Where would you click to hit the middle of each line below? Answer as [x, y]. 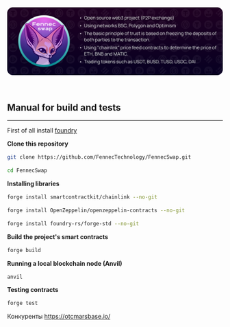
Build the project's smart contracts [57, 236]
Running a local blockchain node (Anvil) [65, 263]
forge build [24, 250]
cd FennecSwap [27, 171]
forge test [23, 303]
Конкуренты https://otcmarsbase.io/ [59, 317]
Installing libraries [33, 184]
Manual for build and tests [64, 108]
